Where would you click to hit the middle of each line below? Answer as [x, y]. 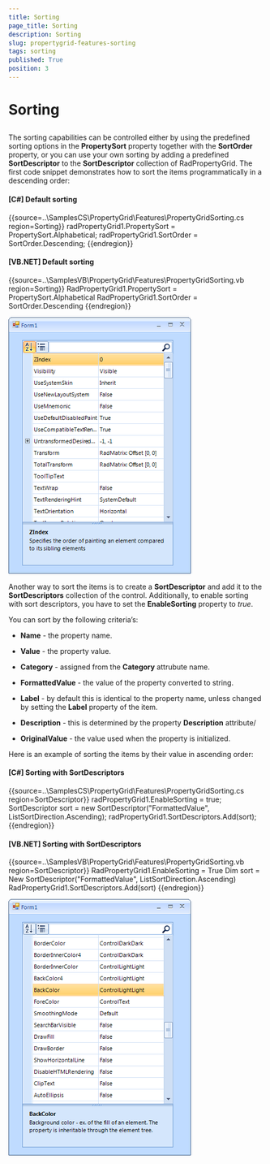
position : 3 [28, 69]
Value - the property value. [66, 651]
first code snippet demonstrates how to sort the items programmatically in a [135, 172]
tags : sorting [32, 52]
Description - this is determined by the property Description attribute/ [138, 722]
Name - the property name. [66, 635]
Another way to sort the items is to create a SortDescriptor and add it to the [135, 586]
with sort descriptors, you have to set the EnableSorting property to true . [131, 604]
